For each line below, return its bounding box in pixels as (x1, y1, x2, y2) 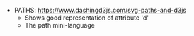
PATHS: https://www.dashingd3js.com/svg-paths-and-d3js (13, 6, 186, 14)
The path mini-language (24, 21, 96, 29)
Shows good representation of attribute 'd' (24, 13, 149, 22)
